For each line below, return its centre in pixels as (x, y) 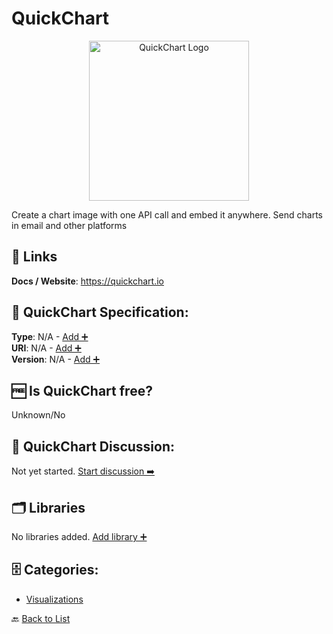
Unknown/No (38, 415)
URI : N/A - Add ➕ (46, 348)
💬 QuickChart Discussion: (93, 446)
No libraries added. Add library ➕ (79, 536)
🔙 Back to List (41, 618)
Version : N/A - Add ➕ (56, 359)
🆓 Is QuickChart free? (82, 390)
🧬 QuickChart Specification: (100, 312)
